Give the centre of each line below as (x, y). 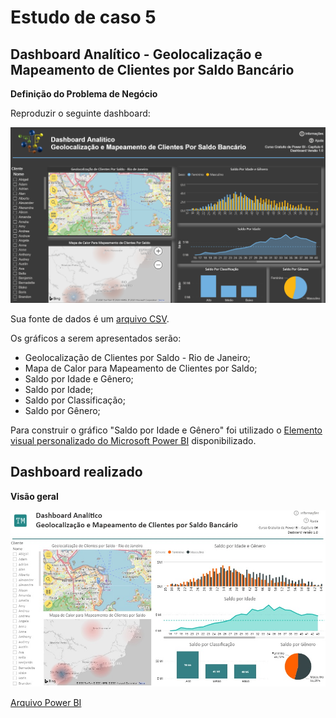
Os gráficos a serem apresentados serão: (96, 338)
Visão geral (34, 496)
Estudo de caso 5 (83, 17)
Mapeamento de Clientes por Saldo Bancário (152, 69)
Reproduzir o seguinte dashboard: (80, 113)
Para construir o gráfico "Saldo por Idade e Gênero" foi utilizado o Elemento (166, 430)
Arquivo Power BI (46, 703)
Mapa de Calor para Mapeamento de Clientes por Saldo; (141, 368)
